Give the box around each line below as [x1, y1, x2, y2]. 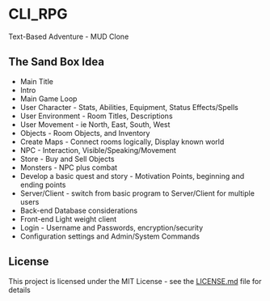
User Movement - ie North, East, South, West [19, 119, 171, 129]
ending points [19, 180, 66, 189]
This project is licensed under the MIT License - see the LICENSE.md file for [8, 276, 262, 286]
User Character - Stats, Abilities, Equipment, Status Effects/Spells [19, 102, 238, 112]
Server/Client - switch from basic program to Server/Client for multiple [19, 188, 255, 198]
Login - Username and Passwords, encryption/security [19, 223, 204, 232]
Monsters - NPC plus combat [19, 163, 118, 172]
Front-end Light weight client [19, 214, 117, 223]
